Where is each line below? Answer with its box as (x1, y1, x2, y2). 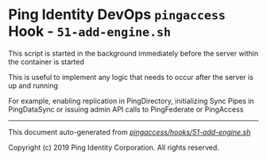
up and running (8, 81, 58, 90)
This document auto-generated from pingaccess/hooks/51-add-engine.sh (8, 127, 251, 136)
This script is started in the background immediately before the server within (8, 48, 259, 58)
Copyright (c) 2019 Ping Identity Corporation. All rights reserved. (8, 143, 220, 152)
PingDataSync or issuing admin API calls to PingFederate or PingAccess (8, 105, 244, 114)
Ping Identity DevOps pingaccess (8, 6, 226, 24)
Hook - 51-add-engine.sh (8, 22, 172, 40)
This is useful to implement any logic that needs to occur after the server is (8, 72, 254, 82)
